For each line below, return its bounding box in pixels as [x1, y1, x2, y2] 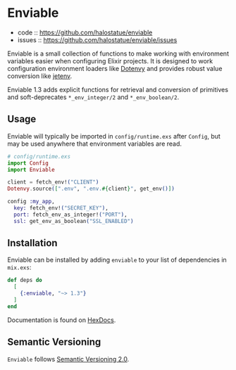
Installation [7, 237, 58, 249]
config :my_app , [7, 198, 55, 205]
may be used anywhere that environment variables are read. [7, 139, 182, 148]
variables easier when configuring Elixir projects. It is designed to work [7, 56, 213, 65]
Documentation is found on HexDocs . [7, 315, 116, 324]
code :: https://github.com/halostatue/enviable [17, 28, 153, 37]
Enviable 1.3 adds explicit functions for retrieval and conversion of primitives [7, 85, 229, 94]
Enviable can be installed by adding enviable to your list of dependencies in [7, 255, 227, 264]
